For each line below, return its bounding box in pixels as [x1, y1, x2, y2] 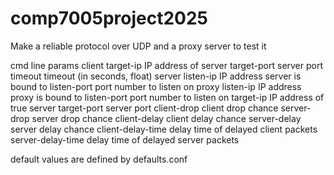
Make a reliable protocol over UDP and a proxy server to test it [10, 40, 267, 52]
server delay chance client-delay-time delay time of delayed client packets [10, 123, 318, 135]
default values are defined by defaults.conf [10, 153, 188, 165]
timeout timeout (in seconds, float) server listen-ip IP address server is [10, 70, 302, 82]
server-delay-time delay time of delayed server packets [10, 133, 240, 146]
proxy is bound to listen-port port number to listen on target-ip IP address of [10, 91, 325, 103]
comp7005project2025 [10, 7, 208, 30]
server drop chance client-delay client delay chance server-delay [31, 112, 302, 124]
